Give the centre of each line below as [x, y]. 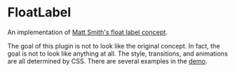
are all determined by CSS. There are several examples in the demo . [107, 61]
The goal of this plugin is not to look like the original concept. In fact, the [114, 46]
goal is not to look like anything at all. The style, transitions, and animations [118, 53]
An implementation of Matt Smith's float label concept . [87, 32]
